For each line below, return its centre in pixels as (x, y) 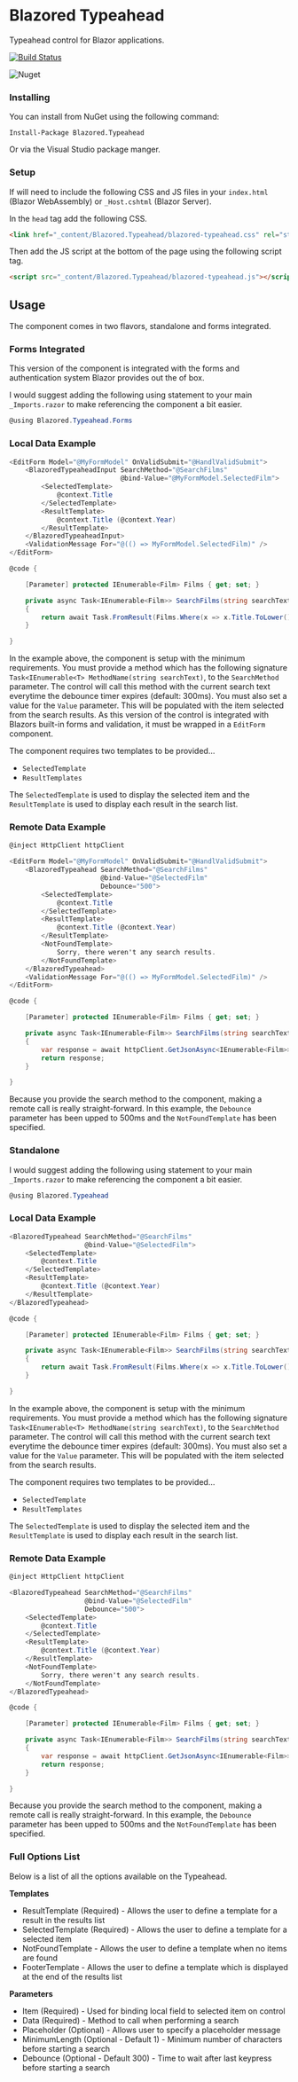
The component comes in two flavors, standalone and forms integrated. (141, 326)
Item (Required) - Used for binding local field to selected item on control (153, 2011)
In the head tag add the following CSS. (78, 218)
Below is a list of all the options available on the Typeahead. (118, 1876)
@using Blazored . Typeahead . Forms (71, 421)
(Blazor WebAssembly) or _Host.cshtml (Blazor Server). (110, 201)
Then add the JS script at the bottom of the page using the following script (145, 251)
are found (40, 1958)
